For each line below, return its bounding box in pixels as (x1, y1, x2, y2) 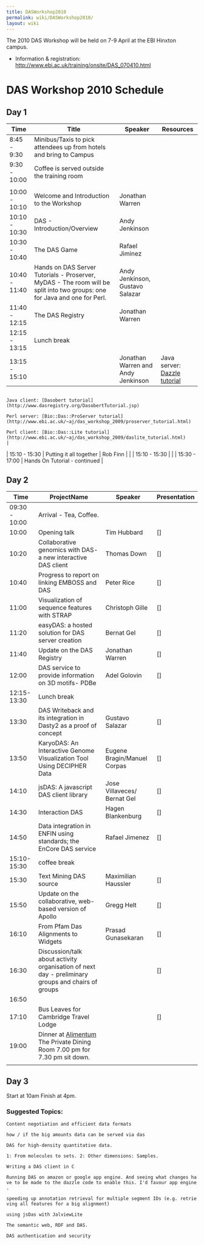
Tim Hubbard (105, 528, 143, 537)
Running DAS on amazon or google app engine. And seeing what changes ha (6, 1174, 197, 1180)
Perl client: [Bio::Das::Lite (6, 430, 83, 436)
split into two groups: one (34, 286, 107, 295)
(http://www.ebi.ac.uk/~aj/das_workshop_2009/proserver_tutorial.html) (6, 419, 191, 425)
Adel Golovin (105, 671, 142, 680)
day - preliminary (38, 970, 88, 978)
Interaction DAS (38, 808, 83, 817)
